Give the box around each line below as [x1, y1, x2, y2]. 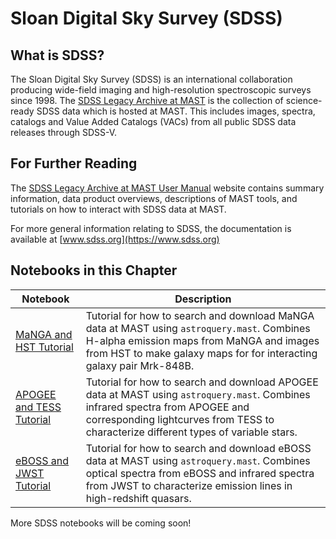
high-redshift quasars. [85, 491, 192, 505]
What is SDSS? [10, 47, 105, 64]
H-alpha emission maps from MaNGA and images [85, 333, 320, 347]
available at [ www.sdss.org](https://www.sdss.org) [10, 233, 220, 245]
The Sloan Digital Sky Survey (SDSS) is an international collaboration [10, 73, 293, 85]
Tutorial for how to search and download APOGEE [85, 375, 319, 389]
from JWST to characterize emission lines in [85, 478, 293, 492]
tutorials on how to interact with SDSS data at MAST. [10, 203, 227, 215]
